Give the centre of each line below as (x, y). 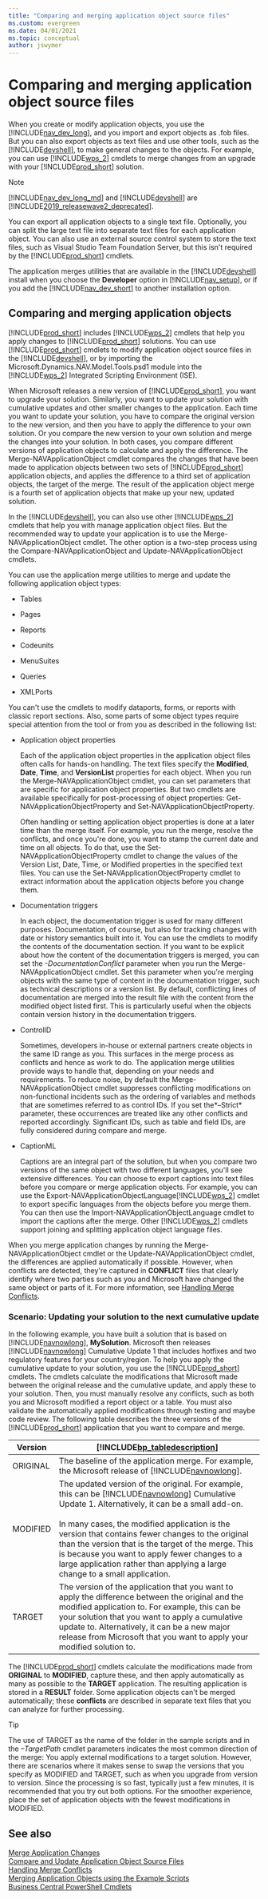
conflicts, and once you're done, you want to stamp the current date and (139, 839)
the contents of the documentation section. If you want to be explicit (132, 946)
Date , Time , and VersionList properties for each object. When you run (136, 772)
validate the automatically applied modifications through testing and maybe (132, 1411)
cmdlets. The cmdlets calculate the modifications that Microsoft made (123, 1376)
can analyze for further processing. (66, 1709)
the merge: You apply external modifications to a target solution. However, (130, 1757)
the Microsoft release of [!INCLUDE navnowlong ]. (150, 1471)
